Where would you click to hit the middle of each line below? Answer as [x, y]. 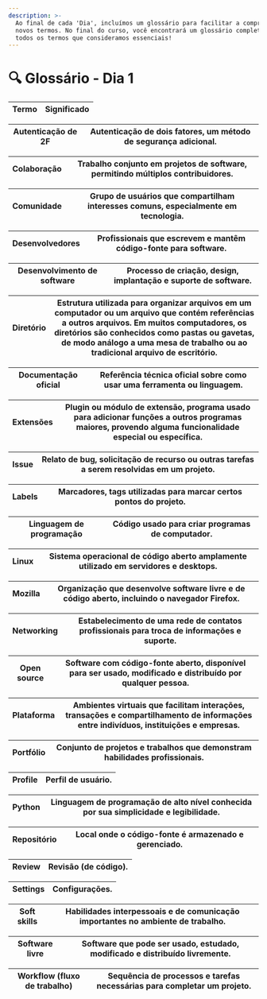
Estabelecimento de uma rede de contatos [160, 621]
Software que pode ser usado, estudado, [161, 944]
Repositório [35, 839]
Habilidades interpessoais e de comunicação [153, 912]
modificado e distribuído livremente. [161, 954]
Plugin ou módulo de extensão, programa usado [158, 408]
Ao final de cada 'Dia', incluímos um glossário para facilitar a [128, 23]
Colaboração [37, 169]
